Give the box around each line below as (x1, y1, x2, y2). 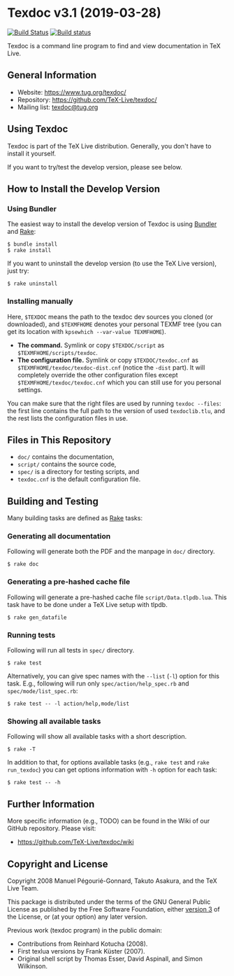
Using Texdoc (7, 123, 68, 135)
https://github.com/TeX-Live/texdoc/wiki (17, 838, 134, 846)
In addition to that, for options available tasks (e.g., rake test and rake (7, 758, 210, 767)
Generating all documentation (7, 531, 111, 541)
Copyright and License (7, 858, 108, 870)
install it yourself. (7, 149, 57, 158)
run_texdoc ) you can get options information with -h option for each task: (7, 765, 218, 774)
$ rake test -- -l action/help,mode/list (7, 700, 130, 708)
